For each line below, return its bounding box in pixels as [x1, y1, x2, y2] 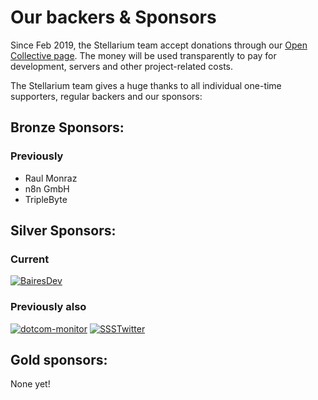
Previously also [10, 300, 87, 314]
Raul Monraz [24, 172, 78, 184]
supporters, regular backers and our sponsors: [10, 90, 203, 102]
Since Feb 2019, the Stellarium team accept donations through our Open [10, 39, 308, 51]
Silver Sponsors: [10, 222, 117, 240]
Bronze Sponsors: [10, 119, 125, 136]
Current [10, 252, 50, 266]
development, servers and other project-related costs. [10, 60, 234, 72]
